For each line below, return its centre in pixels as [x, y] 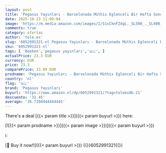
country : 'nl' [20, 79]
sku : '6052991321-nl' [27, 47]
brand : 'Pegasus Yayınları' [34, 88]
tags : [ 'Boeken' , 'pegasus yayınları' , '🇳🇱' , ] [55, 51]
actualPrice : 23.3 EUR [28, 56]
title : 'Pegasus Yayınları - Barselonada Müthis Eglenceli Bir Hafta [78, 14]
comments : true [21, 28]
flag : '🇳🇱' [17, 83]
